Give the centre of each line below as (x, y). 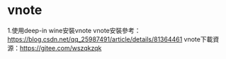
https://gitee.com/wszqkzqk (61, 48)
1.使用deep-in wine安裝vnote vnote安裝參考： (74, 30)
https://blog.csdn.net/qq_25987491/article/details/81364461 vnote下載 (110, 39)
